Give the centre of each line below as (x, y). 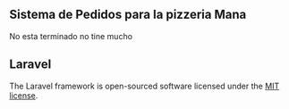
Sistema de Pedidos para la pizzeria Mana (128, 15)
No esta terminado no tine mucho (71, 36)
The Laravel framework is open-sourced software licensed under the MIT (144, 86)
